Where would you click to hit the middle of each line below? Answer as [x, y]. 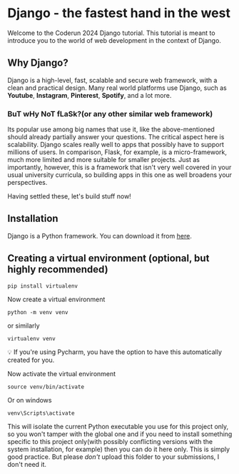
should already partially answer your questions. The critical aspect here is [116, 137]
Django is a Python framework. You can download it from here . [100, 236]
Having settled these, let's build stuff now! [70, 196]
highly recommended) [58, 269]
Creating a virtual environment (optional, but [108, 258]
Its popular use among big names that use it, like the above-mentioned [111, 129]
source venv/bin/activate [46, 387]
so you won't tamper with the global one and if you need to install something [120, 434]
